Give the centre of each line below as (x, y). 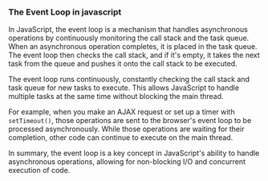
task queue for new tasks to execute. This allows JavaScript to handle (124, 88)
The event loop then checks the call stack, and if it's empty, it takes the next (134, 56)
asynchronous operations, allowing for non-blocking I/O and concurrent (127, 162)
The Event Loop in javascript (65, 12)
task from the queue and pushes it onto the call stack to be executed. (123, 64)
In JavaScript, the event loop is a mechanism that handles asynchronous (128, 30)
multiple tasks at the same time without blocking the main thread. (116, 97)
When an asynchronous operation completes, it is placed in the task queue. (133, 47)
